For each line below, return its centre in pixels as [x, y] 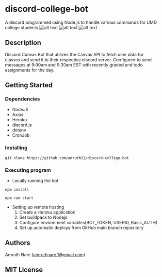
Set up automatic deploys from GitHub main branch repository [81, 228]
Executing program [28, 170]
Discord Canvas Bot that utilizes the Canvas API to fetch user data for [74, 54]
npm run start [19, 198]
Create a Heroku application [47, 212]
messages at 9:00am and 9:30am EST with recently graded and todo [74, 65]
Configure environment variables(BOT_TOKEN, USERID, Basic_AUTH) [88, 223]
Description [23, 43]
